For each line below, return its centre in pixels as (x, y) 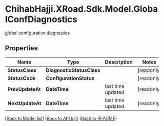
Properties (21, 48)
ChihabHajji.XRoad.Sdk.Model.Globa (82, 9)
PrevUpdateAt (24, 89)
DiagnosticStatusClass (73, 70)
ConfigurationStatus (70, 78)
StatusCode (21, 78)
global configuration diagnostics (37, 33)
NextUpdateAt (24, 103)
